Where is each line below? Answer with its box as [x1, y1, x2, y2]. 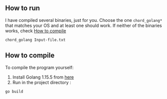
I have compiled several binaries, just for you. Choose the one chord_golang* [5, 17, 163, 23]
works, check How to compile [5, 27, 66, 34]
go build [5, 89, 23, 94]
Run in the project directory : [12, 79, 71, 85]
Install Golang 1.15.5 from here [12, 74, 74, 80]
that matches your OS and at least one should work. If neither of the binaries [5, 22, 162, 28]
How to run [5, 4, 40, 12]
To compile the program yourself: [5, 64, 74, 70]
